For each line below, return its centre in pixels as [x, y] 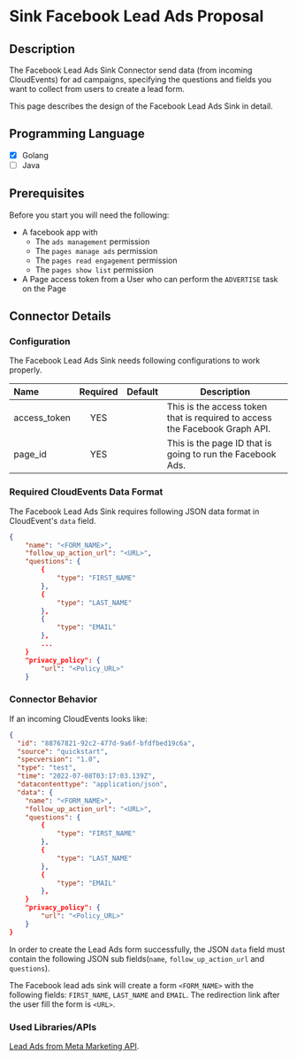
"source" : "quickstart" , [63, 751]
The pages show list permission [95, 269]
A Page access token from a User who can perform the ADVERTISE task [150, 279]
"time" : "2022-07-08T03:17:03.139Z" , [87, 776]
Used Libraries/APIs [53, 1026]
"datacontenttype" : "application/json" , [92, 785]
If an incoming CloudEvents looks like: [79, 718]
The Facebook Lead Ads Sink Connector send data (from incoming [131, 70]
